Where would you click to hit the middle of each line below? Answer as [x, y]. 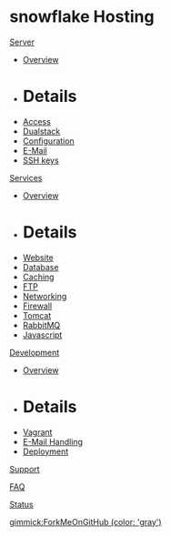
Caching [38, 277]
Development [35, 352]
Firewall [37, 306]
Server [22, 42]
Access [37, 121]
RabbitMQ [41, 325]
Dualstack [41, 131]
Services [26, 177]
